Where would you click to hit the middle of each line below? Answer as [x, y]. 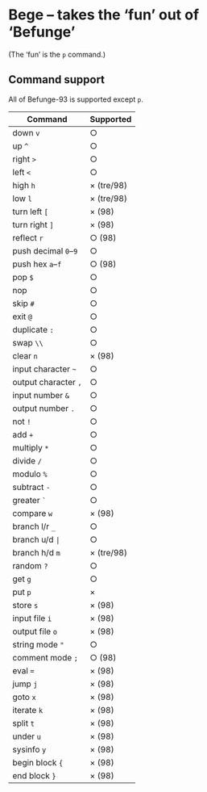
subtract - [31, 487]
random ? [30, 565]
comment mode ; [46, 657]
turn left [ [31, 212]
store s [25, 605]
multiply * [31, 447]
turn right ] [33, 224]
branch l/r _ [34, 526]
